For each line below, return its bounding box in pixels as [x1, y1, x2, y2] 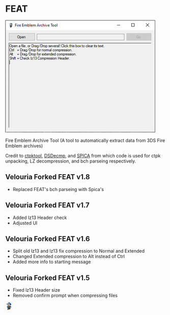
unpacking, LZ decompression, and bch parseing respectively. [5, 158, 136, 164]
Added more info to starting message [12, 259, 91, 265]
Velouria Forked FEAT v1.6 [5, 234, 90, 243]
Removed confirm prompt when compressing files [12, 293, 118, 299]
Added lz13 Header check [12, 214, 67, 220]
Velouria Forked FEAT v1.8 [5, 173, 90, 181]
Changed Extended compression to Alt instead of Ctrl [12, 254, 125, 260]
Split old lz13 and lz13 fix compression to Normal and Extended [12, 248, 145, 254]
